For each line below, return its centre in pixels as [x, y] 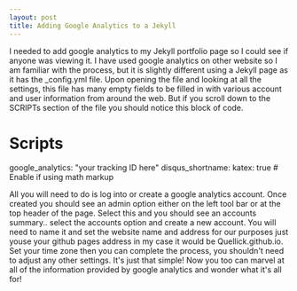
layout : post [33, 17]
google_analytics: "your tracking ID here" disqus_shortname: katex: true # [144, 168]
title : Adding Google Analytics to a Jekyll [93, 26]
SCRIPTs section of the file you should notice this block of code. [126, 107]
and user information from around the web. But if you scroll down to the [140, 98]
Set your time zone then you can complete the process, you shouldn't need [147, 251]
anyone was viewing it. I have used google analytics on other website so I [143, 60]
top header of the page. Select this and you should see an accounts [133, 213]
